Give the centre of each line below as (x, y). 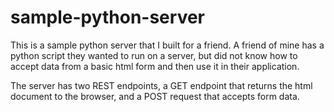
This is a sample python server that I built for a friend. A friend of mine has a (167, 45)
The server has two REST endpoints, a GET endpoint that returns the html (161, 85)
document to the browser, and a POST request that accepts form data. (155, 96)
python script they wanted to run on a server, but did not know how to (154, 55)
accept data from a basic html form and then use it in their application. (155, 66)
